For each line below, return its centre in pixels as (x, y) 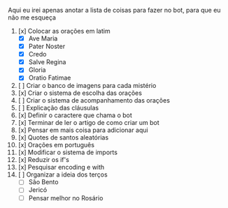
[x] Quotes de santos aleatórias (63, 138)
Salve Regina (47, 62)
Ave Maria (43, 38)
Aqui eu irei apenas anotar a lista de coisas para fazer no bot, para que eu (114, 10)
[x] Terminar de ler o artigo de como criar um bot (88, 123)
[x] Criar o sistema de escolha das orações (80, 93)
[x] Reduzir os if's (43, 160)
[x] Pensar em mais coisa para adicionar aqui (83, 130)
